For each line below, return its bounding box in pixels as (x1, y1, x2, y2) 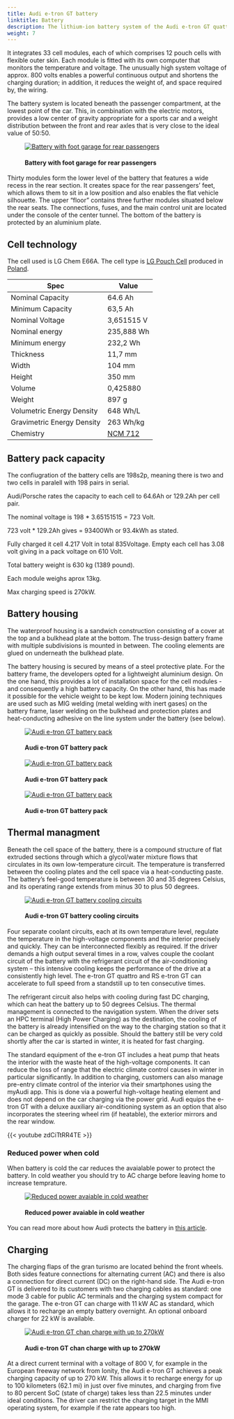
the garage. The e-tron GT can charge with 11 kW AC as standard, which (7, 1300, 214, 1308)
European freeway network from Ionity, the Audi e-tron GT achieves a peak (7, 1367, 223, 1375)
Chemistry (10, 429, 45, 439)
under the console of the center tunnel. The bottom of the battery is (7, 211, 202, 220)
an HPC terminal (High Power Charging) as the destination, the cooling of (7, 1015, 217, 1023)
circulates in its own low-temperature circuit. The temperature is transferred (7, 860, 225, 868)
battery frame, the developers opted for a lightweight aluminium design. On (7, 669, 224, 678)
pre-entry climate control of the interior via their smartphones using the (7, 1080, 212, 1088)
